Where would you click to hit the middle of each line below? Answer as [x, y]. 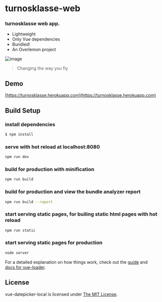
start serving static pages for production [54, 243]
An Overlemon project [34, 49]
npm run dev [17, 157]
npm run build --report [29, 202]
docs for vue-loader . [25, 267]
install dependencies [30, 124]
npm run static [20, 230]
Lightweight [24, 34]
